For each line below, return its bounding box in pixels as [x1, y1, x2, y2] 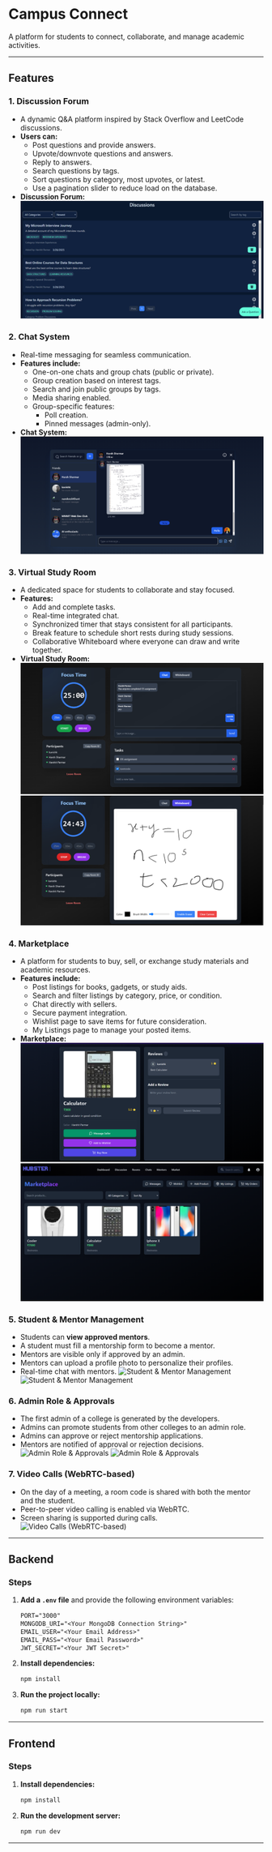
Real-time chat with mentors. [19, 1367, 117, 1376]
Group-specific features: [32, 401, 115, 411]
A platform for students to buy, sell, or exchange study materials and [19, 956, 249, 965]
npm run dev [19, 1827, 61, 1836]
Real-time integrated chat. [32, 611, 120, 621]
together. [32, 645, 63, 655]
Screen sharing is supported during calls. [19, 1512, 158, 1522]
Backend [8, 1553, 54, 1567]
